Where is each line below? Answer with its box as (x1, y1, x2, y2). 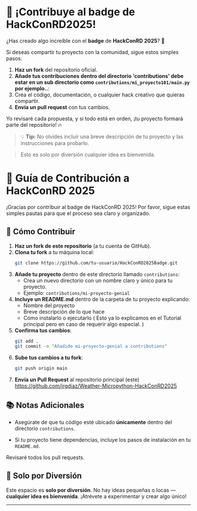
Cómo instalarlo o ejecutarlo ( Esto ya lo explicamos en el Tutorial (23, 314, 182, 321)
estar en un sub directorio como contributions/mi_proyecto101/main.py (14, 79, 190, 86)
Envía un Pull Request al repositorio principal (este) (14, 376, 140, 384)
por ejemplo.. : (14, 85, 50, 92)
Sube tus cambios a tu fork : (14, 354, 83, 361)
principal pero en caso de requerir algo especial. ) (23, 320, 144, 328)
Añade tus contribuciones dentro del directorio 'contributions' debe (14, 72, 184, 79)
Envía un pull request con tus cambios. (14, 103, 110, 110)
